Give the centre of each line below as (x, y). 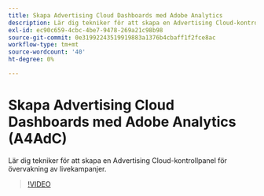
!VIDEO (39, 184)
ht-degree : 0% (31, 60)
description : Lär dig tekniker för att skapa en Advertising (110, 23)
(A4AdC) (38, 139)
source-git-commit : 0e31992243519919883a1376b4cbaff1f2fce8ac (112, 37)
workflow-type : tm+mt (44, 45)
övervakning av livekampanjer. (57, 168)
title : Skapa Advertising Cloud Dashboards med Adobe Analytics (115, 15)
